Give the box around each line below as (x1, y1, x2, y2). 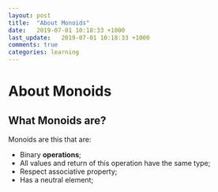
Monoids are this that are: (8, 135, 92, 144)
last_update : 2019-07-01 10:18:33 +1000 (8, 33, 150, 42)
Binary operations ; (19, 150, 81, 159)
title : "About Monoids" (8, 19, 90, 27)
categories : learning (8, 48, 80, 56)
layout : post (8, 11, 51, 20)
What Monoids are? (8, 114, 107, 127)
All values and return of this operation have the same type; (19, 159, 211, 168)
